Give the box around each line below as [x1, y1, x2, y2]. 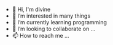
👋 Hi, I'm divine [12, 6, 51, 13]
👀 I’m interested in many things [12, 12, 91, 19]
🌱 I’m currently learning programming [12, 19, 107, 26]
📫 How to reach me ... [12, 32, 69, 39]
